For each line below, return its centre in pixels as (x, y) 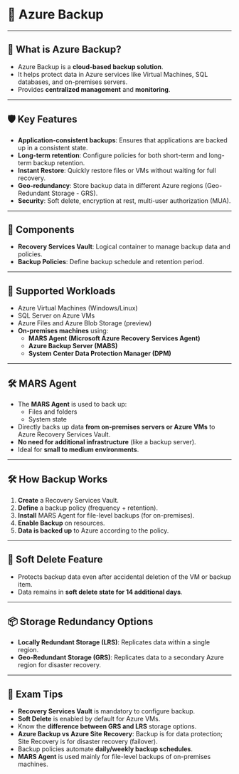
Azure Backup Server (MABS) (73, 346)
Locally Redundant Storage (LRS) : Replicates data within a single (114, 642)
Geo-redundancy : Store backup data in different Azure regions (110, 185)
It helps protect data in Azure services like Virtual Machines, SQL (113, 74)
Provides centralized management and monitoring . (94, 89)
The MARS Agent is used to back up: (72, 404)
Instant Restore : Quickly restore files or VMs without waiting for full (117, 170)
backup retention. (59, 162)
